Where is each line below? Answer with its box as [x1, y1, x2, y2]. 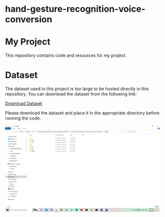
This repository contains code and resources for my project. [5, 52, 127, 58]
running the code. [5, 115, 41, 121]
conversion [5, 14, 53, 25]
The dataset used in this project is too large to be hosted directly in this [5, 86, 149, 92]
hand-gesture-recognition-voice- [5, 3, 146, 15]
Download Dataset [5, 100, 43, 106]
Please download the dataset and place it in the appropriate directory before [5, 110, 160, 116]
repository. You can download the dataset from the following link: [5, 91, 137, 97]
